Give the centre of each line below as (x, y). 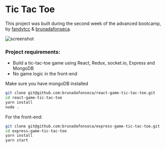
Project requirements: (33, 52)
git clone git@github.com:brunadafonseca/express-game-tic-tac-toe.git (82, 126)
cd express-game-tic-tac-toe (36, 131)
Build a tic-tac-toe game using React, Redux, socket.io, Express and (84, 63)
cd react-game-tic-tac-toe (34, 98)
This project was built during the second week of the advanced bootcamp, (83, 23)
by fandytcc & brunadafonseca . (38, 28)
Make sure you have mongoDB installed (47, 84)
